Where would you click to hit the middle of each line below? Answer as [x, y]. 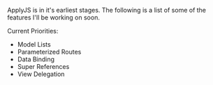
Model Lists [34, 44]
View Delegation [41, 74]
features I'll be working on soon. [53, 17]
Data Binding [36, 59]
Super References [43, 67]
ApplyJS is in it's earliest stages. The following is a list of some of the [107, 10]
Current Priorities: [33, 31]
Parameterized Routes [49, 52]
